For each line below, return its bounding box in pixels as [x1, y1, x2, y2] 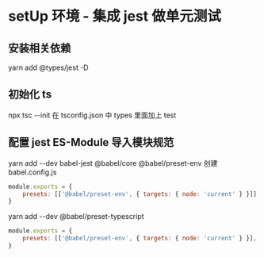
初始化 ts [8, 88, 52, 102]
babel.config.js [8, 167, 57, 177]
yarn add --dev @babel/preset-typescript [8, 212, 144, 221]
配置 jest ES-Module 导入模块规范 [8, 136, 174, 149]
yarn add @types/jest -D [8, 63, 89, 72]
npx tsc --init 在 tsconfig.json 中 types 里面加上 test [8, 110, 177, 120]
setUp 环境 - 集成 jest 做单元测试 [8, 7, 222, 25]
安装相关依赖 [8, 41, 71, 55]
